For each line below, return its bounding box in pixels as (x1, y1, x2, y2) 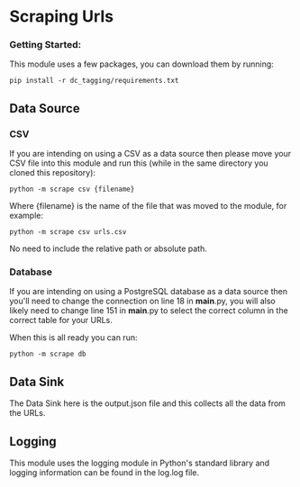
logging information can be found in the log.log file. (9, 467, 200, 478)
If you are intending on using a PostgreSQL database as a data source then (9, 286, 288, 297)
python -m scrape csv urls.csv (9, 228, 127, 237)
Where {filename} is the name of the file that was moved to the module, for (9, 201, 287, 212)
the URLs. (9, 408, 46, 419)
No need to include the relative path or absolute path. (9, 243, 207, 254)
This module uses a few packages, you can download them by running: (9, 59, 275, 69)
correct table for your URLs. (9, 315, 113, 326)
